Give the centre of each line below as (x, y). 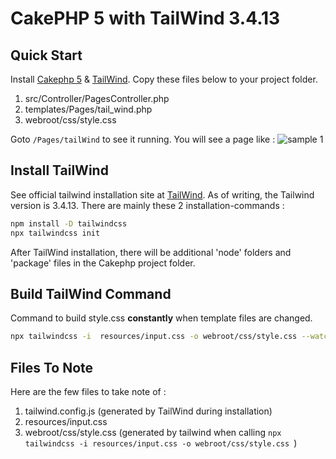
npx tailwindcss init (55, 233)
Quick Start (46, 55)
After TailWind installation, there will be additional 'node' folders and (151, 252)
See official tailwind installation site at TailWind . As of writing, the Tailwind (162, 194)
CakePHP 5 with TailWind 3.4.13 (145, 18)
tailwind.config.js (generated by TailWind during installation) (148, 411)
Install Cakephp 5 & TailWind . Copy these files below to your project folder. (164, 79)
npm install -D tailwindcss (69, 223)
